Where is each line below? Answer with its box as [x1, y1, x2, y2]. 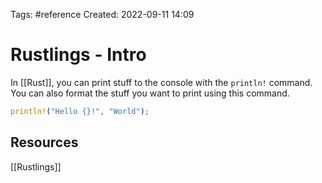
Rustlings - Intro [10, 44, 147, 66]
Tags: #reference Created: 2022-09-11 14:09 [10, 9, 195, 20]
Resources [10, 134, 79, 151]
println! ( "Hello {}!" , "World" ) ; [10, 106, 150, 116]
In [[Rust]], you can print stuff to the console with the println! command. [10, 76, 313, 88]
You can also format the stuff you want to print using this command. [10, 87, 290, 99]
